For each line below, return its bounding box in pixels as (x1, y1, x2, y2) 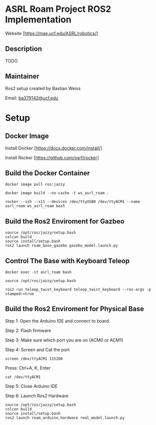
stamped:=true (5, 291, 35, 296)
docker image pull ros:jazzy (5, 182, 65, 187)
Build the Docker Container (5, 169, 90, 177)
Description (5, 45, 42, 53)
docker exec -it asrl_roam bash (5, 270, 72, 275)
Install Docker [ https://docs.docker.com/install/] (5, 145, 103, 151)
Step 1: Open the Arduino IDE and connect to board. (5, 318, 110, 324)
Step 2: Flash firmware (5, 328, 51, 333)
